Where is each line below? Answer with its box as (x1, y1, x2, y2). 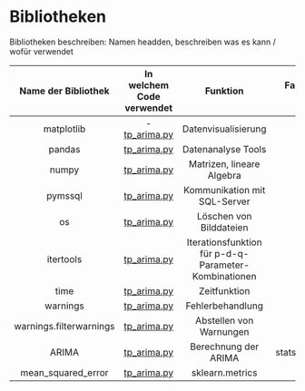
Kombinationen (192, 269, 257, 282)
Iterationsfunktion (186, 236, 262, 249)
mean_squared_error (20, 366, 109, 378)
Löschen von (196, 210, 252, 222)
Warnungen (199, 325, 250, 337)
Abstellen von (194, 314, 254, 327)
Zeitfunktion (198, 284, 251, 297)
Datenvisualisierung (182, 122, 267, 135)
